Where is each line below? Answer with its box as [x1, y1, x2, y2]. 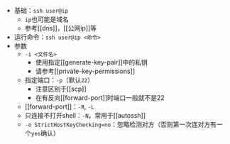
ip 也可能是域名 [24, 15, 69, 23]
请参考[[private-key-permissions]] [35, 67, 136, 75]
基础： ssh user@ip [13, 6, 69, 14]
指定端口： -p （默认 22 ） [24, 76, 94, 84]
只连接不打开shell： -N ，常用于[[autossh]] [24, 111, 146, 119]
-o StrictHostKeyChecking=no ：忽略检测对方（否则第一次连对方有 [24, 120, 217, 128]
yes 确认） [31, 129, 60, 137]
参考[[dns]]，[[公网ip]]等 [24, 24, 97, 32]
